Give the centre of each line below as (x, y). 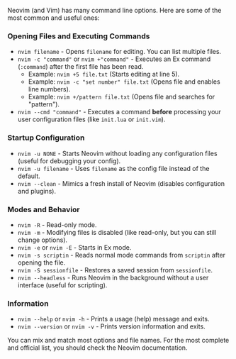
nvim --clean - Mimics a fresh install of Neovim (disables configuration (121, 183)
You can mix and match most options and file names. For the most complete (118, 341)
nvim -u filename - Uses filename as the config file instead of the (113, 168)
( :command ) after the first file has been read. (80, 67)
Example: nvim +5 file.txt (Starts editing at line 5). (104, 74)
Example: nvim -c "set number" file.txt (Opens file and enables (124, 82)
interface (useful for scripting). (62, 285)
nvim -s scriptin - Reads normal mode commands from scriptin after (121, 255)
